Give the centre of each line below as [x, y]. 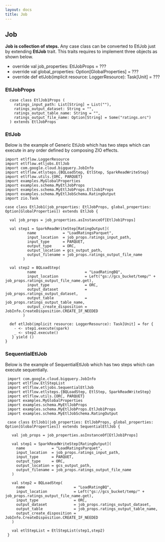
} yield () [23, 337]
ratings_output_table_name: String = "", [57, 113]
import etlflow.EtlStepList [36, 383]
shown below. [19, 57]
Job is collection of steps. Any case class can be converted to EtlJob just [80, 46]
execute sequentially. [27, 370]
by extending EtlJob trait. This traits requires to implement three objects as [81, 52]
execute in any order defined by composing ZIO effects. [62, 150]
